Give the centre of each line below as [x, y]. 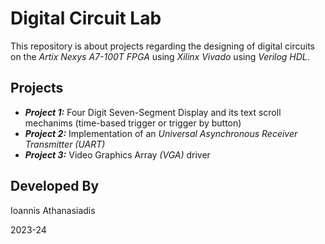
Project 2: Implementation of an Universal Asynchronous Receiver [161, 133]
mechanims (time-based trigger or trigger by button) [133, 123]
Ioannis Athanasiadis [53, 210]
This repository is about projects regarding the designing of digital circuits [162, 46]
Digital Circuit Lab [86, 18]
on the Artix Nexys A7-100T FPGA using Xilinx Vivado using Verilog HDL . [160, 56]
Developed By [55, 186]
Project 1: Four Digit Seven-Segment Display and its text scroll [153, 112]
